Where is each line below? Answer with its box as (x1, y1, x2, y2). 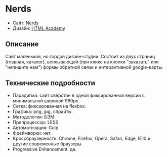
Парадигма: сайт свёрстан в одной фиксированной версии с (12, 92, 145, 98)
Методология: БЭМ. (12, 113, 56, 120)
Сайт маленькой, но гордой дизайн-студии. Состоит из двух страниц (5, 53, 155, 59)
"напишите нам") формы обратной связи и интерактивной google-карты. (5, 64, 163, 70)
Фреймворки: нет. (12, 130, 52, 136)
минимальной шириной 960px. (12, 97, 80, 104)
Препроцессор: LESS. (12, 119, 60, 125)
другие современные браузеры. (12, 140, 83, 147)
